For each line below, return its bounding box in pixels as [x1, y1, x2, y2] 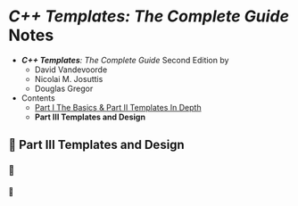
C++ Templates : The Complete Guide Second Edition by [21, 54, 229, 65]
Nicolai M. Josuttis [34, 73, 103, 84]
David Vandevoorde [34, 64, 108, 75]
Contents [21, 92, 55, 103]
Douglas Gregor [34, 83, 94, 94]
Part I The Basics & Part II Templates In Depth [34, 102, 202, 112]
